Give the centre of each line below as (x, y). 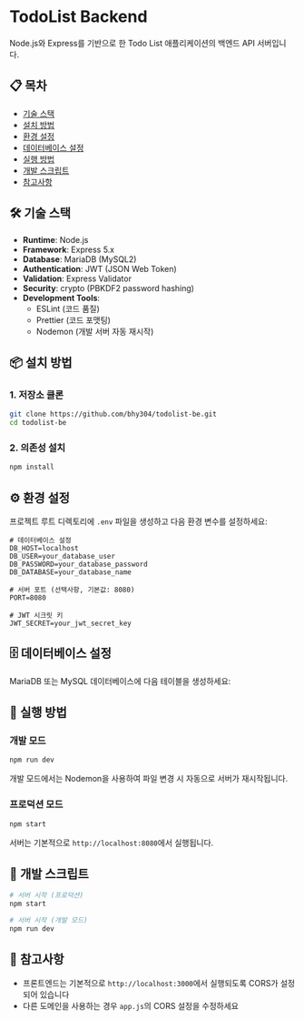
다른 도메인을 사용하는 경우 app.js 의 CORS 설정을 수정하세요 (130, 1005)
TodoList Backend (78, 17)
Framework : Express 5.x (69, 249)
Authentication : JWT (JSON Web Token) (99, 268)
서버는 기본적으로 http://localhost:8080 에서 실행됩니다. (112, 843)
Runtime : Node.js (55, 239)
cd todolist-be (38, 423)
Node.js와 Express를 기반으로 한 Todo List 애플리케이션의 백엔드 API (132, 43)
